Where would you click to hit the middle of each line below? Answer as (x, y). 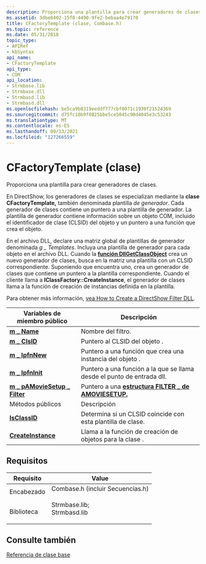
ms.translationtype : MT (37, 120)
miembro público (42, 321)
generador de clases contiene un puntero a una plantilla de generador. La (99, 209)
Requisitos (27, 461)
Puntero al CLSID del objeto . (122, 341)
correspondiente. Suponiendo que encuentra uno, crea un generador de (97, 266)
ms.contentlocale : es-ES (38, 126)
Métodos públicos (35, 404)
